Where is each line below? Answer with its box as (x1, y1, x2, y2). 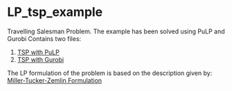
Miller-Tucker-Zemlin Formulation (7, 76, 102, 84)
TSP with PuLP (17, 48, 60, 56)
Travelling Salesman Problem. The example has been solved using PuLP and (7, 27, 225, 35)
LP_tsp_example (7, 4, 103, 20)
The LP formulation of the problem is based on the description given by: (7, 69, 213, 77)
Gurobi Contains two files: (7, 34, 82, 42)
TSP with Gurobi (17, 55, 64, 63)
